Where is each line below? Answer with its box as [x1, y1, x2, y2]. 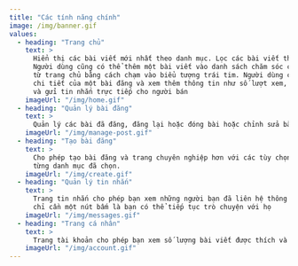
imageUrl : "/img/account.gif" [25, 244, 137, 253]
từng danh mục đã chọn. [32, 161, 122, 170]
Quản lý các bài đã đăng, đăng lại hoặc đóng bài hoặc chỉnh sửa [32, 121, 279, 129]
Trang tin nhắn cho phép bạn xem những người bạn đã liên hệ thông [32, 194, 288, 204]
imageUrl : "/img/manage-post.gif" [25, 129, 153, 137]
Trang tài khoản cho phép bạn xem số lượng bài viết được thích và [32, 236, 288, 245]
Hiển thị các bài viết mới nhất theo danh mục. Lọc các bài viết [32, 54, 279, 63]
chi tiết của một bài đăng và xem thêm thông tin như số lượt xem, [32, 79, 288, 88]
